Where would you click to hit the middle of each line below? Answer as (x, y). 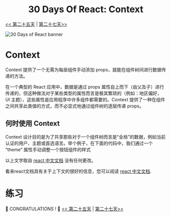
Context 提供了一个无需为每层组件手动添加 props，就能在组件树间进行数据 (83, 69)
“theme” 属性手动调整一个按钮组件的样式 (48, 149)
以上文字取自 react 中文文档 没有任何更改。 (51, 160)
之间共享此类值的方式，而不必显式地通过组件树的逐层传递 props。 (75, 106)
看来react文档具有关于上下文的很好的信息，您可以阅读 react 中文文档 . (78, 171)
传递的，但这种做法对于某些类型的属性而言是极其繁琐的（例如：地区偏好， (83, 93)
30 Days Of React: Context (86, 9)
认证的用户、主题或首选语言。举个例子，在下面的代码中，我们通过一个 (79, 143)
